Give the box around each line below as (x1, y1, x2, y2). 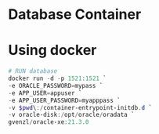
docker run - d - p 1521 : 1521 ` (8, 74, 107, 82)
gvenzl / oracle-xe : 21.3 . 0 (8, 118, 89, 126)
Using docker (8, 42, 97, 60)
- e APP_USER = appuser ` (8, 89, 82, 97)
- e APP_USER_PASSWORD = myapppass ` (8, 96, 121, 104)
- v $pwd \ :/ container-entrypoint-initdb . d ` (8, 103, 153, 111)
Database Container (8, 5, 142, 24)
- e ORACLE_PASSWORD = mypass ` (8, 81, 103, 89)
